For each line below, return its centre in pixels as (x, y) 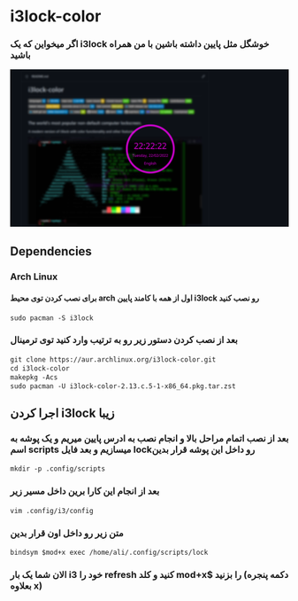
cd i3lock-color (40, 368)
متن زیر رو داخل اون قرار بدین (67, 533)
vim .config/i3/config (52, 511)
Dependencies (51, 251)
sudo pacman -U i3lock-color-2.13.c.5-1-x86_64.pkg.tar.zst (123, 386)
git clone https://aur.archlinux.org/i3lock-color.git (113, 359)
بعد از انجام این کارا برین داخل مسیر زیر (85, 491)
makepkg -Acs (34, 377)
